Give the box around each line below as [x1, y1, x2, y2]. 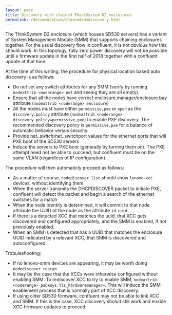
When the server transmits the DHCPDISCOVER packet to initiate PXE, [12, 186, 161, 192]
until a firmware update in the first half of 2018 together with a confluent [5, 53, 158, 59]
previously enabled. [12, 224, 55, 230]
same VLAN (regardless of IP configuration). [12, 155, 107, 161]
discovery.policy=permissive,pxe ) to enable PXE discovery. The [12, 117, 150, 123]
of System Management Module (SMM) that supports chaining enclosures [5, 36, 162, 43]
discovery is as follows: [5, 74, 55, 80]
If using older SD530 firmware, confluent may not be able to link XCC [12, 293, 159, 299]
